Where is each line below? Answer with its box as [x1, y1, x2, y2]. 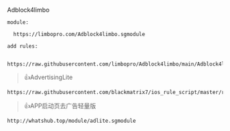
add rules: [7, 43, 38, 50]
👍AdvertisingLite [23, 73, 73, 81]
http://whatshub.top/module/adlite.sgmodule [7, 117, 136, 124]
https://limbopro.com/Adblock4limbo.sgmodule [13, 31, 146, 38]
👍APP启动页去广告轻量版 [23, 102, 97, 110]
